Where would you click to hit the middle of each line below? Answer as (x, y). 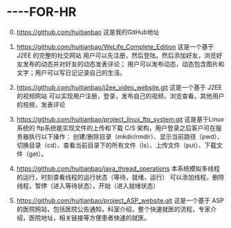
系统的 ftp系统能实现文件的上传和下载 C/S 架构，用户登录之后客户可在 (116, 128)
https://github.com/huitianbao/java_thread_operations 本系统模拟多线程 (118, 168)
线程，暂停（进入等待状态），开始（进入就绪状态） (88, 186)
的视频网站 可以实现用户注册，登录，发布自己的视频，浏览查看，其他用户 (120, 96)
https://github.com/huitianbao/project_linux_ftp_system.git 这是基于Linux (120, 119)
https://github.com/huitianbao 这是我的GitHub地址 (88, 32)
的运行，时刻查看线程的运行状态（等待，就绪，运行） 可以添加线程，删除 (120, 177)
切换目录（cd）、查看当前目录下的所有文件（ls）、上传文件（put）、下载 (117, 145)
